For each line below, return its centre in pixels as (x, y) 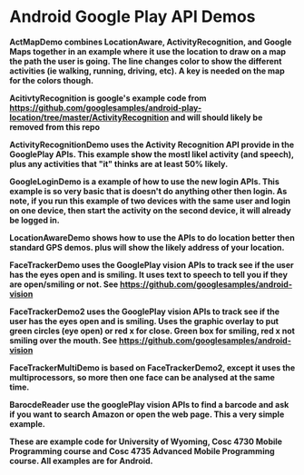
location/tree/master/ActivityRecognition (89, 117)
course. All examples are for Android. (81, 460)
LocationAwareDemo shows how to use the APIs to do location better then (152, 237)
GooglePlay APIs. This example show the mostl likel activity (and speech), (152, 154)
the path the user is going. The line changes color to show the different (146, 61)
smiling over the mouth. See (64, 340)
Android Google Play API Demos (132, 17)
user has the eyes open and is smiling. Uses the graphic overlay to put (144, 321)
